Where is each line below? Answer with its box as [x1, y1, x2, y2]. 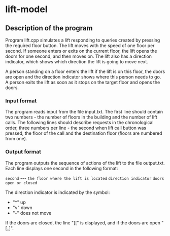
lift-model [5, 4, 48, 15]
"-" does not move [12, 210, 52, 216]
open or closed [5, 180, 38, 185]
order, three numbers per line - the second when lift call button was [5, 125, 147, 131]
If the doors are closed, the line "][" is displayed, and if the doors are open [5, 219, 161, 226]
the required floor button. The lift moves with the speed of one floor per [5, 43, 155, 49]
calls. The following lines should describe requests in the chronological [5, 120, 154, 126]
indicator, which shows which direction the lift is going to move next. [5, 59, 149, 64]
